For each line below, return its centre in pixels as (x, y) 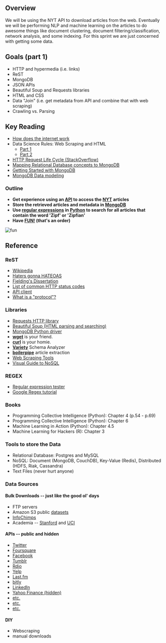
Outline (14, 188)
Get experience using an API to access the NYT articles (71, 199)
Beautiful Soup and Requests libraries (51, 90)
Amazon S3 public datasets (40, 512)
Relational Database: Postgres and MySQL (56, 455)
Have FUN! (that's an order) (41, 220)
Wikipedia (23, 271)
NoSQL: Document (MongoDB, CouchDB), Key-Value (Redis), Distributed (87, 460)
